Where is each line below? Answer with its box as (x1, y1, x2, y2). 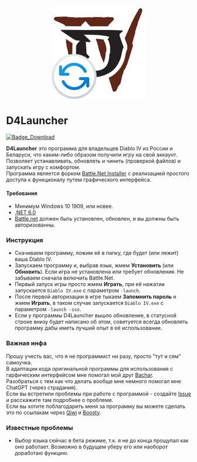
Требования (6, 190, 38, 197)
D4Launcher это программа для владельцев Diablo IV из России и (6, 145, 173, 152)
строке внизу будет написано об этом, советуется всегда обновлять (14, 318, 188, 325)
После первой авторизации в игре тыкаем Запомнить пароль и (14, 293, 176, 300)
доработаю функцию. (14, 450, 69, 457)
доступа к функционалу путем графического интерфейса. (6, 176, 152, 183)
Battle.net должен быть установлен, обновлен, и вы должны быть (14, 215, 179, 222)
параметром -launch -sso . (14, 305, 81, 313)
